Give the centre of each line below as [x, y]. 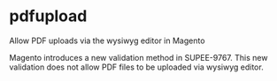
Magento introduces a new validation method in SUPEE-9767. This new [138, 57]
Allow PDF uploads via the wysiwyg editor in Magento [107, 40]
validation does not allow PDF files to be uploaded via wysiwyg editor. [136, 67]
